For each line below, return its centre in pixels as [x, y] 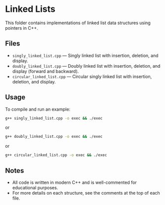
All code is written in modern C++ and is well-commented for [74, 182]
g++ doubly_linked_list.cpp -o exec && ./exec [54, 137]
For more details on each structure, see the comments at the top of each [86, 193]
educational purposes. [35, 188]
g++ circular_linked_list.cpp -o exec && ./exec [56, 155]
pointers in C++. [22, 28]
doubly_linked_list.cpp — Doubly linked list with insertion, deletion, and [86, 66]
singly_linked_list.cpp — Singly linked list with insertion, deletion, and [85, 55]
